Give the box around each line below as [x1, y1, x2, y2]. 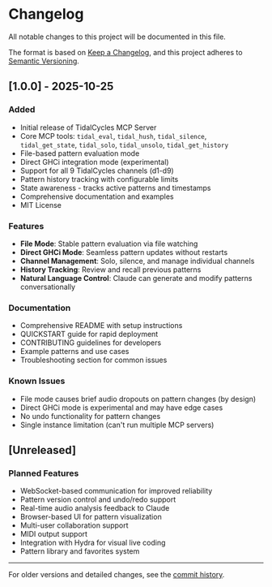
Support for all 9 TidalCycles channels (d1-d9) [19, 166, 174, 175]
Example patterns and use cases [19, 347, 130, 356]
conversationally [19, 282, 75, 291]
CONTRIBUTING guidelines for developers [19, 338, 162, 347]
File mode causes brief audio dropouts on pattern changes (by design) [19, 394, 257, 404]
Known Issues [8, 375, 66, 386]
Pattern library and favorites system [19, 546, 140, 556]
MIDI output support [19, 529, 87, 539]
